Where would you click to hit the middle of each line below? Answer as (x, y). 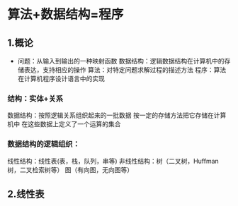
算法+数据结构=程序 (66, 14)
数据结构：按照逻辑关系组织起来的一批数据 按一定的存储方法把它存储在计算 (117, 115)
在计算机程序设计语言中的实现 (61, 79)
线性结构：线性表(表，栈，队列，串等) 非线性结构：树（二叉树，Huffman (113, 161)
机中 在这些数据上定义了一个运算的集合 (64, 124)
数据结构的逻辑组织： (44, 144)
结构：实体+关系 (35, 98)
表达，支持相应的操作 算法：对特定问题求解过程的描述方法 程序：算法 (125, 70)
